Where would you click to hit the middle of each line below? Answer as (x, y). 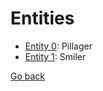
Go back (28, 76)
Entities (42, 18)
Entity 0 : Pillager (58, 46)
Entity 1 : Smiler (55, 56)
